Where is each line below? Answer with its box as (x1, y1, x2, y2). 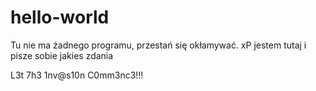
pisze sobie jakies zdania (10, 49, 114, 61)
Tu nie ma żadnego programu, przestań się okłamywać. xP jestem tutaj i (10, 39, 307, 51)
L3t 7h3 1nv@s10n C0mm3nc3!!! (10, 69, 144, 81)
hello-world (10, 6, 110, 29)
